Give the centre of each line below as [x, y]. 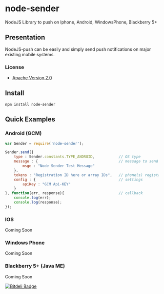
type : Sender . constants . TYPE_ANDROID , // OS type [77, 157]
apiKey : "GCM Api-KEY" [47, 184]
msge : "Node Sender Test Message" [59, 166]
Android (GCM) [23, 134]
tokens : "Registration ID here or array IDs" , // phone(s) [78, 175]
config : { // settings [78, 180]
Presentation [25, 37]
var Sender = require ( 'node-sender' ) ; [44, 143]
